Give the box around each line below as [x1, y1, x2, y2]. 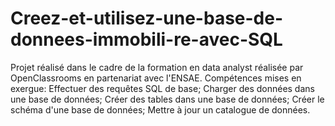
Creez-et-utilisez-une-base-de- [10, 7, 284, 30]
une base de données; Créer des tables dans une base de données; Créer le [10, 93, 325, 105]
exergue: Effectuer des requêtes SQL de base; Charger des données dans [10, 82, 315, 94]
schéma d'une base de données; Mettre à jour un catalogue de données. [10, 103, 311, 116]
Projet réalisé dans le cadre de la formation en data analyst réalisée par [10, 61, 304, 73]
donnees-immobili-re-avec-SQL [10, 28, 283, 51]
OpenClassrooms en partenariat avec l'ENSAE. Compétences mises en [10, 72, 302, 84]
